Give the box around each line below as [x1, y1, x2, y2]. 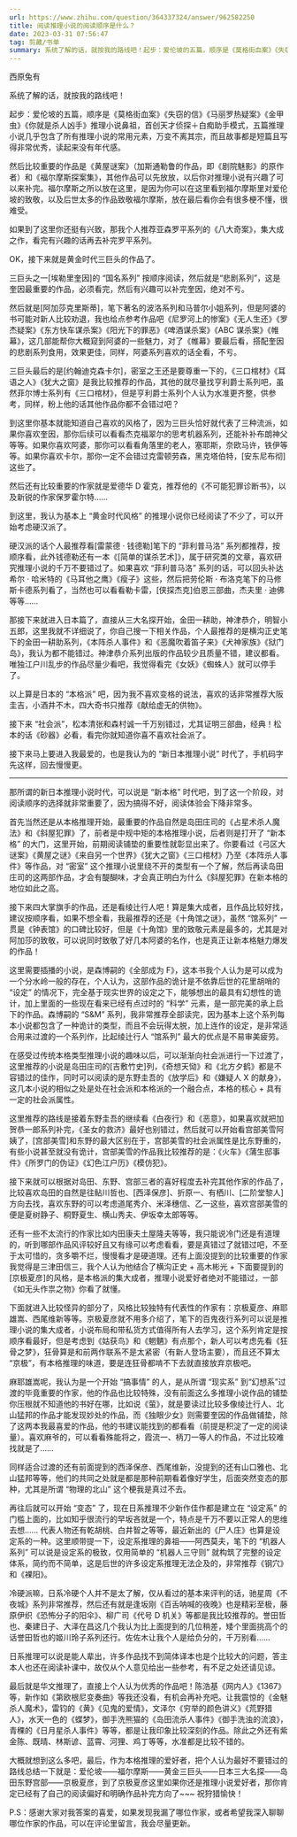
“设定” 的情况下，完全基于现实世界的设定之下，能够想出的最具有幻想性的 [9, 987, 274, 998]
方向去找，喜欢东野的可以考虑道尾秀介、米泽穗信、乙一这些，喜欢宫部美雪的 [9, 1199, 288, 1209]
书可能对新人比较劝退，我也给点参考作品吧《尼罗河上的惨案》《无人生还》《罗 [9, 313, 288, 324]
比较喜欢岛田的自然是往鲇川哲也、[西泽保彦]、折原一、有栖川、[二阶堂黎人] [9, 1187, 285, 1198]
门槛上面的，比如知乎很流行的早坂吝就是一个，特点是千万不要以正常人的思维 [9, 1514, 288, 1524]
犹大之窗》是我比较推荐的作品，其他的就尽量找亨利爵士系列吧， [43, 377, 277, 388]
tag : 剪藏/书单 [9, 37, 60, 47]
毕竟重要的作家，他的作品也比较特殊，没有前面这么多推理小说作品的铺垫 [24, 1387, 288, 1399]
